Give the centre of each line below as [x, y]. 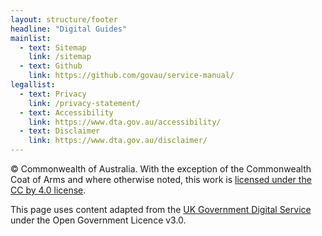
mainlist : [31, 38]
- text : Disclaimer [60, 131]
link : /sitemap [60, 57]
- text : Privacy [53, 94]
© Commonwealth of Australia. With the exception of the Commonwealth [161, 169]
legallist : [33, 85]
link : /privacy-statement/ [84, 103]
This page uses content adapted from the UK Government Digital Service [161, 209]
